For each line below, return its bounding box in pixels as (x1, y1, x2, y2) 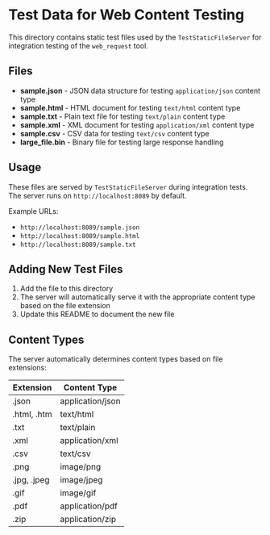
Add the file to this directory (19, 284, 114, 294)
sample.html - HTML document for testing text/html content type (19, 102, 241, 112)
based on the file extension (19, 301, 111, 311)
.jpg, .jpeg (12, 474, 50, 486)
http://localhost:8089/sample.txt (19, 240, 136, 249)
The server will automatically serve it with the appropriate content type (19, 292, 255, 302)
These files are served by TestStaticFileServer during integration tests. (8, 182, 248, 191)
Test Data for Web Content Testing (8, 6, 244, 24)
